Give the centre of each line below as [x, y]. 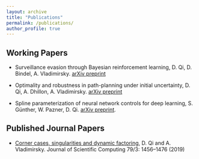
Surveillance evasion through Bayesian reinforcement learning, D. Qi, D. [103, 67]
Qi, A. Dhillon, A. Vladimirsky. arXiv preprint [69, 92]
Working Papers [37, 52]
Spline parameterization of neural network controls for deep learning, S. [104, 103]
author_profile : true [33, 28]
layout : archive [26, 12]
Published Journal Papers [56, 129]
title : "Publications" [35, 17]
